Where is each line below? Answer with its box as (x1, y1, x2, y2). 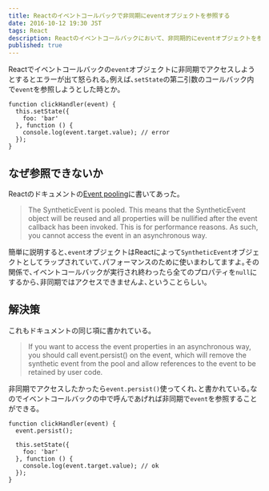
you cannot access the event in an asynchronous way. (27, 230, 208, 240)
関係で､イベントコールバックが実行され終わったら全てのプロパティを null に (8, 267, 258, 276)
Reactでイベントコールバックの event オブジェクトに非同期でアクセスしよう (8, 65, 255, 74)
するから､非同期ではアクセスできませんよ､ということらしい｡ (8, 277, 208, 287)
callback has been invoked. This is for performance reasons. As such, (27, 222, 259, 231)
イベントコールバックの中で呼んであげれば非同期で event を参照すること (22, 393, 258, 403)
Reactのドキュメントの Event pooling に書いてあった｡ (8, 189, 181, 199)
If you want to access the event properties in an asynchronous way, (27, 341, 252, 351)
